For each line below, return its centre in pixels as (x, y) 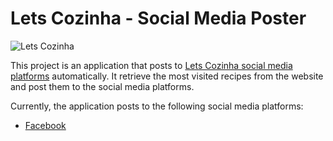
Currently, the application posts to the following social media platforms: (157, 106)
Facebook (45, 125)
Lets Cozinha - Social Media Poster (158, 18)
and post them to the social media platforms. (102, 86)
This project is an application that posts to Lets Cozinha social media (151, 65)
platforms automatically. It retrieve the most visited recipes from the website (167, 76)
